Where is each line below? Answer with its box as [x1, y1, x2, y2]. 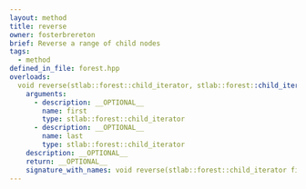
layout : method [9, 13, 67, 23]
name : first [42, 106, 88, 115]
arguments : [25, 89, 67, 98]
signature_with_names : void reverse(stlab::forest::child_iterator [25, 165, 287, 174]
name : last [42, 132, 84, 141]
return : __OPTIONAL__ [25, 156, 107, 166]
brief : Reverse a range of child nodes [9, 38, 161, 48]
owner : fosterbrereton [9, 30, 96, 39]
